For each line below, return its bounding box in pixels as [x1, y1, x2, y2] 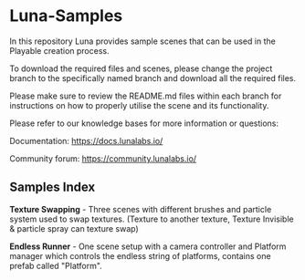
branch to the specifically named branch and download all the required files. [9, 72, 297, 83]
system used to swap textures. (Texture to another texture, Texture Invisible [9, 213, 294, 224]
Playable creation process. [9, 45, 110, 56]
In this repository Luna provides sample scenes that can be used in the [9, 36, 276, 47]
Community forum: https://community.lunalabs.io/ [9, 152, 197, 164]
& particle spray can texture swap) [9, 223, 139, 233]
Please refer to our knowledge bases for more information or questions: [9, 118, 279, 129]
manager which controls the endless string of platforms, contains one [9, 250, 271, 261]
